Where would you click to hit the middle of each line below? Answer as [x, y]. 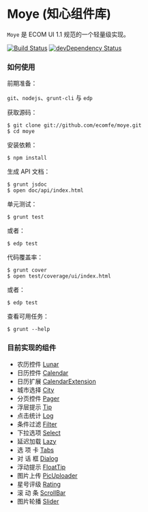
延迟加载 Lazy [36, 441]
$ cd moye [21, 132]
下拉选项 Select [39, 432]
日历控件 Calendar [43, 373]
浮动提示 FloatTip [41, 467]
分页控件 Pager [38, 398]
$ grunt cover [27, 270]
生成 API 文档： [29, 171]
